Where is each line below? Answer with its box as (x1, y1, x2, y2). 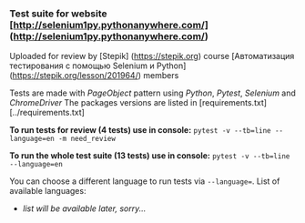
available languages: (9, 186, 86, 197)
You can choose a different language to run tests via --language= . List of (9, 176, 280, 187)
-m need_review (57, 135, 117, 144)
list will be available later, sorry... (22, 203, 147, 214)
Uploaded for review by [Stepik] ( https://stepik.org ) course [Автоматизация (9, 51, 295, 62)
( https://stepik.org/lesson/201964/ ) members (9, 70, 179, 81)
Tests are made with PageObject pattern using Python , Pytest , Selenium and (9, 87, 296, 98)
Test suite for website (9, 7, 107, 20)
